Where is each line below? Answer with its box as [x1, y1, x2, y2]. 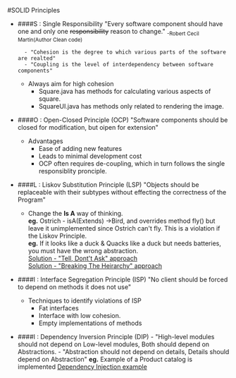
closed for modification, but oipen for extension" [17, 123, 159, 131]
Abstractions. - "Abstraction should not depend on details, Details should [17, 347, 230, 355]
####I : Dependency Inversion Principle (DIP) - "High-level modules [17, 332, 215, 341]
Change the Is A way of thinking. [27, 209, 123, 217]
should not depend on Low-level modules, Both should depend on [17, 340, 210, 348]
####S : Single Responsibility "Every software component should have [17, 20, 223, 28]
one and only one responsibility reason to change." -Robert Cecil [17, 28, 199, 37]
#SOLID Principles [7, 6, 61, 14]
